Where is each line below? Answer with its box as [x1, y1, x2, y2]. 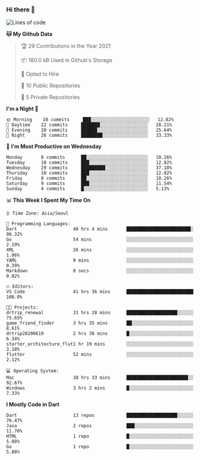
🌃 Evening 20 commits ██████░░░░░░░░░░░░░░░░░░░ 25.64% [6, 127, 172, 133]
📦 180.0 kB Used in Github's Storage [20, 57, 112, 64]
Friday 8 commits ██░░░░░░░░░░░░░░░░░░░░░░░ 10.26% [6, 176, 172, 182]
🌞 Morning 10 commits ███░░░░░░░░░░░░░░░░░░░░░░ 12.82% [6, 116, 174, 123]
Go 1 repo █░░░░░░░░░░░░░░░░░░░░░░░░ [6, 444, 194, 450]
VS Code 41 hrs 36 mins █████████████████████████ [6, 289, 194, 295]
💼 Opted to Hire [20, 70, 60, 78]
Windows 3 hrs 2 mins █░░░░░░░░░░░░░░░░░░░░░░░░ [6, 385, 194, 391]
